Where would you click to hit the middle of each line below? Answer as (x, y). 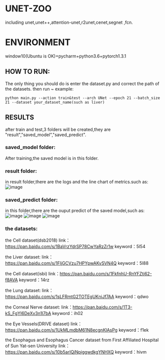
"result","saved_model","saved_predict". (46, 135)
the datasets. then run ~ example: (40, 89)
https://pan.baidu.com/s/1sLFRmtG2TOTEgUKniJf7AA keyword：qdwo (77, 296)
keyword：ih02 (67, 313)
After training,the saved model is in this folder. (52, 158)
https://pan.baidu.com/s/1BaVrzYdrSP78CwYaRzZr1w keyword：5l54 (75, 246)
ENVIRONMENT (38, 42)
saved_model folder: (30, 148)
